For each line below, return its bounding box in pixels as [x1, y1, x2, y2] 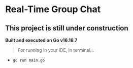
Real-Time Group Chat [5, 4, 101, 15]
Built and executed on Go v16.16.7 [5, 37, 78, 43]
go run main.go [12, 58, 45, 63]
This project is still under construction [5, 24, 128, 32]
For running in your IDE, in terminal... [17, 47, 94, 53]
